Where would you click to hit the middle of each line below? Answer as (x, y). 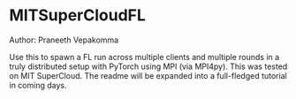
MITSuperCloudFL (77, 15)
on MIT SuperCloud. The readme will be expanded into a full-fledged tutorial (148, 75)
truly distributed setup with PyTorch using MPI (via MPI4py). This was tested (148, 66)
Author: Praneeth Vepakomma (64, 40)
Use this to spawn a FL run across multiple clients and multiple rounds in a (144, 57)
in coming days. (38, 85)
